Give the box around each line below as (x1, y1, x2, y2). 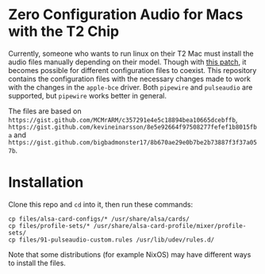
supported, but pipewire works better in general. (8, 91, 167, 100)
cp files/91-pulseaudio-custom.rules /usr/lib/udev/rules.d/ (8, 236, 215, 244)
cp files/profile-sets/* (8, 222, 90, 230)
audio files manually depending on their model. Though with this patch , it (8, 57, 247, 67)
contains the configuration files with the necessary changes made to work (8, 74, 252, 83)
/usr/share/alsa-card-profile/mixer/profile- (93, 222, 247, 230)
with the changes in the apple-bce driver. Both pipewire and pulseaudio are (8, 82, 253, 92)
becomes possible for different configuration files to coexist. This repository (8, 65, 257, 75)
